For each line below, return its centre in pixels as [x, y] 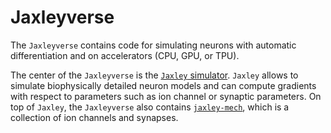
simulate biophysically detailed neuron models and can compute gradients [163, 85]
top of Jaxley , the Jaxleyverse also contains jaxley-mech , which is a [150, 107]
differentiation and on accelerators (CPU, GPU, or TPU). [125, 55]
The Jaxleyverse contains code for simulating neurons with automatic [153, 45]
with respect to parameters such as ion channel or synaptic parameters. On [166, 96]
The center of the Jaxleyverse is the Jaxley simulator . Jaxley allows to [154, 75]
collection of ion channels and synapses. [94, 117]
